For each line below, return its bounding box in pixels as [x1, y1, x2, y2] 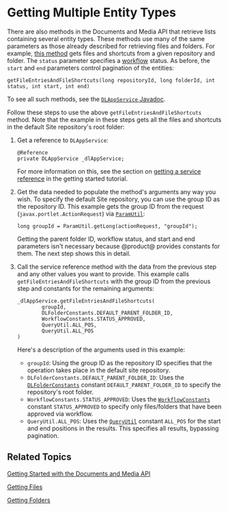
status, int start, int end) [7, 83, 90, 90]
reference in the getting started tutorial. [16, 174, 128, 183]
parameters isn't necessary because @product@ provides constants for [16, 241, 220, 250]
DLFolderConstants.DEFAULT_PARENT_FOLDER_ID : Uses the [27, 373, 184, 381]
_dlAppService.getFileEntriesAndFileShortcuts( [16, 298, 155, 304]
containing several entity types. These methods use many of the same [7, 34, 205, 42]
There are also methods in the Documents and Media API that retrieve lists [7, 27, 216, 36]
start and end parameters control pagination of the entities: [7, 64, 174, 72]
